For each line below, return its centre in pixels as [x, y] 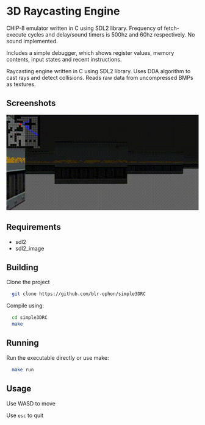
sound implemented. [32, 41]
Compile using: [25, 305]
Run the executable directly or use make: [58, 357]
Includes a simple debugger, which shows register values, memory [90, 52]
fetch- [172, 28]
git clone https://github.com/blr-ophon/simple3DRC [79, 294]
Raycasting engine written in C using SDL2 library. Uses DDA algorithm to [99, 71]
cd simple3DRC [30, 318]
